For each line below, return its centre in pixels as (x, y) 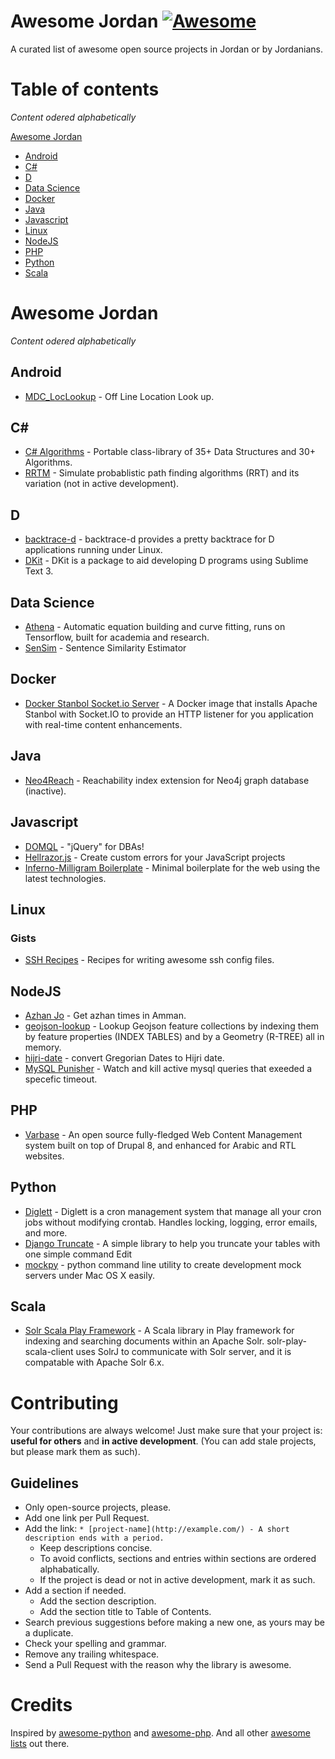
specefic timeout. (61, 1079)
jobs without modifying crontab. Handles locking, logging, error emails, (171, 1222)
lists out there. (40, 1744)
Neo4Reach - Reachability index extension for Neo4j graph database (167, 780)
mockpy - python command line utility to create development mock (163, 1264)
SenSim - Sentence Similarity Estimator (105, 648)
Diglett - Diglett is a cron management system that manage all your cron (173, 1211)
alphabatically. (69, 1569)
